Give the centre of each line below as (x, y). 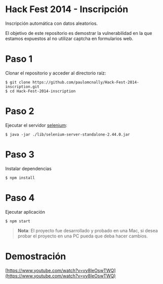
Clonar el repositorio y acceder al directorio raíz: (56, 73)
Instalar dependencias (28, 169)
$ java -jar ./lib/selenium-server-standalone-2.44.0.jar (68, 134)
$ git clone (18, 82)
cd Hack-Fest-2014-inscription (43, 91)
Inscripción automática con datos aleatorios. (51, 23)
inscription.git (22, 87)
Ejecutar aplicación (25, 212)
